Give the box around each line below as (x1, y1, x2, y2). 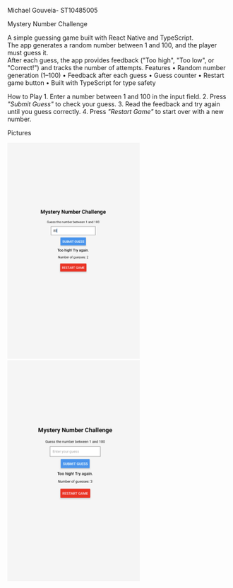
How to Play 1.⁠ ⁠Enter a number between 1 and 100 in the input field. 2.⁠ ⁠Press (7, 92, 227, 101)
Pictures (7, 129, 32, 137)
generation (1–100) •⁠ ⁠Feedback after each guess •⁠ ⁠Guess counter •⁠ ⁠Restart (7, 71, 225, 79)
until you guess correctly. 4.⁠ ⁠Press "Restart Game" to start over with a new (7, 108, 224, 115)
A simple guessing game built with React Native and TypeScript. (7, 33, 194, 42)
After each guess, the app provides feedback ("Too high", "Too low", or (7, 56, 215, 64)
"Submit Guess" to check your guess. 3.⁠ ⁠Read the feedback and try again (7, 100, 220, 108)
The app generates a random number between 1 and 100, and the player (7, 41, 217, 49)
